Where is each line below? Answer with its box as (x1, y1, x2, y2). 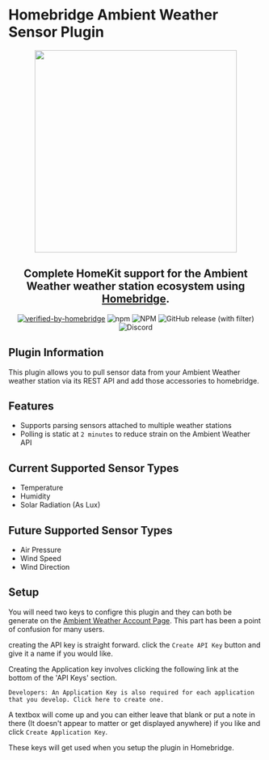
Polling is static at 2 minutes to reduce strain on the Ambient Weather (19, 429, 250, 439)
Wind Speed (19, 554, 62, 563)
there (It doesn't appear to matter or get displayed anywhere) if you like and (8, 718, 261, 728)
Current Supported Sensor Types (8, 461, 179, 475)
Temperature (19, 483, 64, 493)
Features (8, 399, 54, 413)
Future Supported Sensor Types (8, 524, 173, 537)
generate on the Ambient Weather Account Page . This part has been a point (8, 615, 261, 625)
